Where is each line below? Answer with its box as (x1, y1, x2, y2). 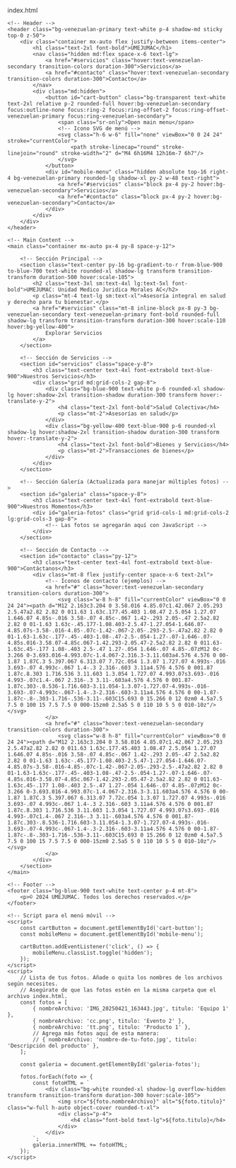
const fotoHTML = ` (33, 1079, 90, 1087)
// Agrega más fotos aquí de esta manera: (33, 1030, 160, 1037)
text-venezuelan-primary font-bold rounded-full (73, 311, 220, 318)
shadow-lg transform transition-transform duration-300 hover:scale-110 (7, 317, 226, 324)
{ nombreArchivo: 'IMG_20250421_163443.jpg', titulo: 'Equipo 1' (33, 1005, 230, 1012)
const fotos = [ (20, 999, 69, 1006)
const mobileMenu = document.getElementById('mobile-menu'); (20, 931, 203, 938)
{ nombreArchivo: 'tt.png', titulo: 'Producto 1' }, (33, 1024, 191, 1031)
